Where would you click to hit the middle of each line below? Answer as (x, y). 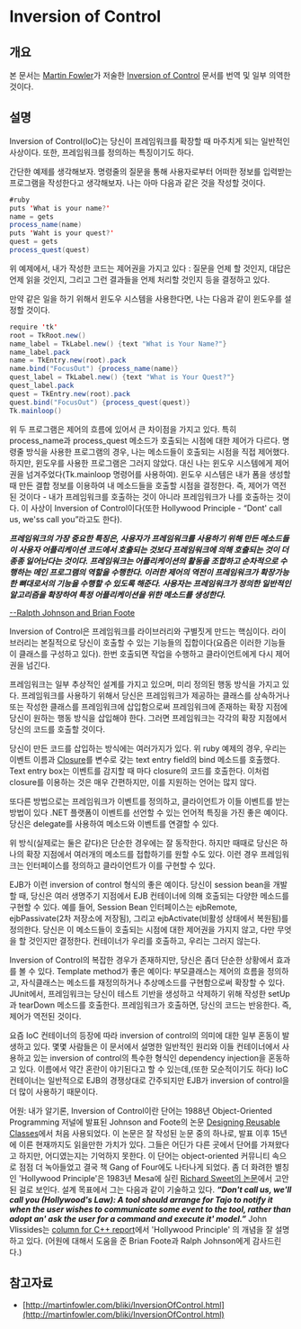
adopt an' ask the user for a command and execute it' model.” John (138, 1218)
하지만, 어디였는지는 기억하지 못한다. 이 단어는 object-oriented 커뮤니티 (144, 1155)
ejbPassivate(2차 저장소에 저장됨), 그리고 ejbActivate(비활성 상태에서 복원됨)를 (149, 918)
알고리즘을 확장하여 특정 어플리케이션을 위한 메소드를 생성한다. (118, 594)
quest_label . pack (42, 386)
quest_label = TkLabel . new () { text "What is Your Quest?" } (122, 377)
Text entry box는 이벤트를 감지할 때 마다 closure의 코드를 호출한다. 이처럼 (139, 771)
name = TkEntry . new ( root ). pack (68, 361)
